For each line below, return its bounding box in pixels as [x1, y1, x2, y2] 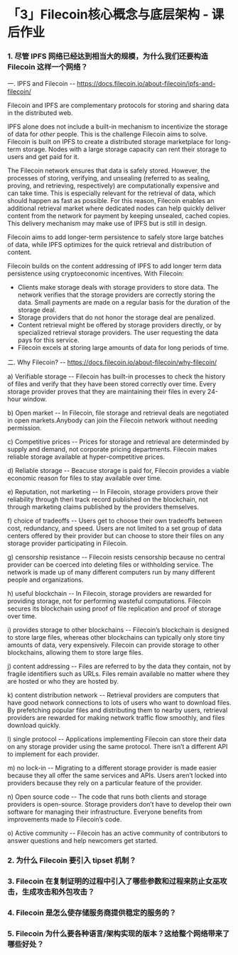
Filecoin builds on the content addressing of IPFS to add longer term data [7, 262, 222, 271]
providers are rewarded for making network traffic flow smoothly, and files [7, 714, 225, 722]
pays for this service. [17, 336, 80, 344]
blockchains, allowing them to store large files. [7, 648, 144, 657]
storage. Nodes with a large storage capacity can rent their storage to [22, 145, 227, 153]
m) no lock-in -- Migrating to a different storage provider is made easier [7, 764, 217, 773]
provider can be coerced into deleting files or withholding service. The [7, 560, 214, 569]
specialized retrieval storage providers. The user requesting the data [17, 328, 219, 337]
